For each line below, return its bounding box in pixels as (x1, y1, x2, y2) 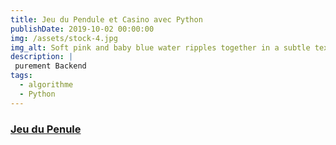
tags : (10, 71, 33, 81)
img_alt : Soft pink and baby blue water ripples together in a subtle (10, 42, 311, 53)
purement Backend (14, 61, 87, 71)
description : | (10, 52, 74, 62)
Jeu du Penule (10, 122, 82, 136)
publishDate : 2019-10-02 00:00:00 (10, 24, 155, 34)
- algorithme (19, 80, 74, 90)
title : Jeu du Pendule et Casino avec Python (10, 14, 203, 25)
